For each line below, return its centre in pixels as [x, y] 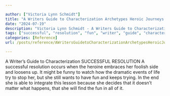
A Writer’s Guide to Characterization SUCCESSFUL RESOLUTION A [75, 61]
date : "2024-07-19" [26, 24]
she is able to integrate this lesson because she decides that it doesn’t [78, 83]
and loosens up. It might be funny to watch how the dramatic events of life [83, 72]
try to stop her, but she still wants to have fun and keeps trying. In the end [82, 77]
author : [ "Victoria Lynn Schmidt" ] [43, 14]
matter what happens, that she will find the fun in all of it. [65, 88]
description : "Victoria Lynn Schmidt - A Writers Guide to [69, 28]
